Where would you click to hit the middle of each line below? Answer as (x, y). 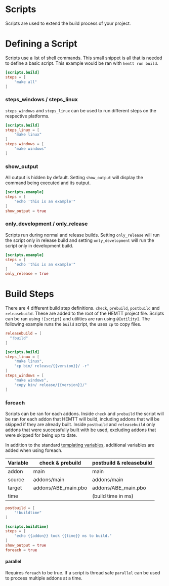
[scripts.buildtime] (27, 527)
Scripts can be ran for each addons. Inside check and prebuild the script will (85, 413)
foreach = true (21, 550)
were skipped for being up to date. (41, 435)
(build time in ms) (113, 496)
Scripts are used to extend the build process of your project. (68, 23)
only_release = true (27, 274)
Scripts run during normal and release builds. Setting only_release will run (83, 235)
